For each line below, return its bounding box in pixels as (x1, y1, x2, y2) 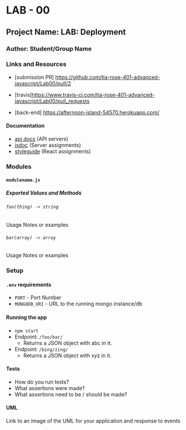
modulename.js (6, 177, 41, 183)
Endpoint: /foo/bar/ (14, 333, 63, 340)
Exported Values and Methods (6, 189, 82, 197)
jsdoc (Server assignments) (14, 142, 81, 149)
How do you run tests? (14, 378, 69, 385)
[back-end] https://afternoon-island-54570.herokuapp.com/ (14, 109, 160, 116)
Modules (6, 162, 32, 170)
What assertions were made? (14, 384, 85, 391)
